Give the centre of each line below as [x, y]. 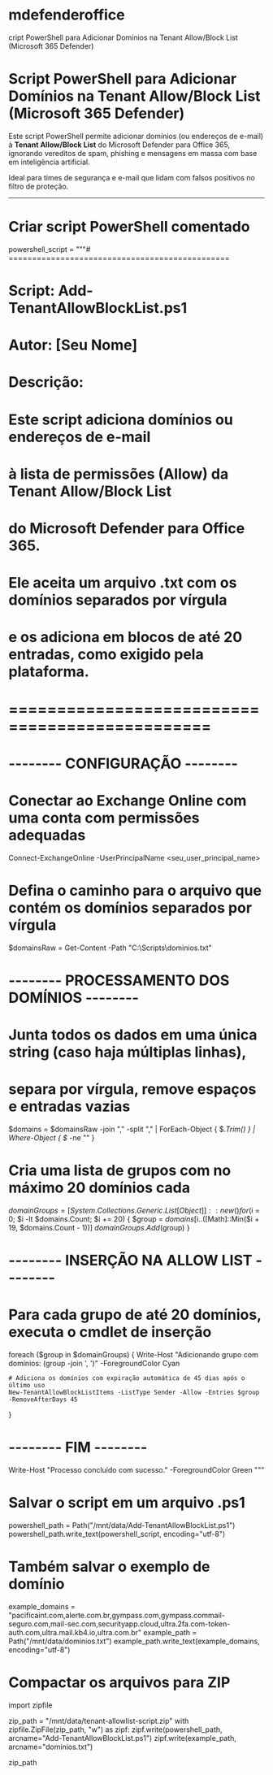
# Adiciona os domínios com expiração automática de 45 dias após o [127, 1378]
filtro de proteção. [39, 186]
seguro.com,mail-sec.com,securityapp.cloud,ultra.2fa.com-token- [119, 1624]
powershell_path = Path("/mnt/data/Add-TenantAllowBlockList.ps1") [122, 1525]
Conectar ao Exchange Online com [128, 800]
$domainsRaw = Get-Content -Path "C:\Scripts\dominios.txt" [110, 948]
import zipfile [30, 1705]
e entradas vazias [69, 1107]
